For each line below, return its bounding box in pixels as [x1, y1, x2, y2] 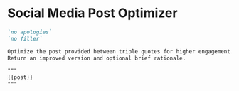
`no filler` [7, 35, 43, 42]
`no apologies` [7, 28, 53, 36]
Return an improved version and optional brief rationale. [7, 55, 186, 62]
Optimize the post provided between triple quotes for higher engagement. [7, 48, 234, 55]
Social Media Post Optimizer [7, 5, 178, 21]
